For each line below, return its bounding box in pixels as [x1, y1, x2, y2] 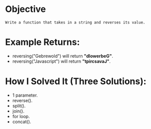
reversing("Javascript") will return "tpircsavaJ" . [12, 58, 111, 64]
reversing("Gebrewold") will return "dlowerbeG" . [12, 53, 113, 59]
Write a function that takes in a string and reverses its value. [5, 20, 146, 25]
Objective [5, 3, 46, 15]
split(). [12, 103, 26, 109]
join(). [12, 108, 25, 114]
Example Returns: [5, 36, 80, 48]
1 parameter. [12, 92, 38, 98]
